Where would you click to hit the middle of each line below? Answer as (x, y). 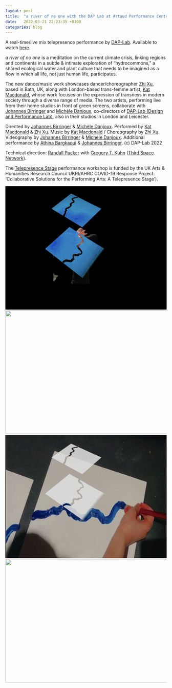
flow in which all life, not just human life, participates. (61, 74)
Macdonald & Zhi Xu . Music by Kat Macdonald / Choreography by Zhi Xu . (82, 132)
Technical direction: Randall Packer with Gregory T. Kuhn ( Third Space (80, 153)
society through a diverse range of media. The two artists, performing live (83, 100)
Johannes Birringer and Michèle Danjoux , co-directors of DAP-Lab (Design (84, 111)
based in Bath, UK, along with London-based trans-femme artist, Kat (78, 89)
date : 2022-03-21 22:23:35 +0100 (43, 22)
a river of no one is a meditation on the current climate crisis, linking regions (85, 58)
